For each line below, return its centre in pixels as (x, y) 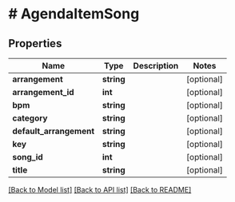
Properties (35, 44)
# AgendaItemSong (74, 14)
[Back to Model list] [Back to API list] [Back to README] (100, 190)
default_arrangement (54, 131)
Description (156, 66)
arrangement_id (43, 92)
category (30, 118)
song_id (28, 157)
